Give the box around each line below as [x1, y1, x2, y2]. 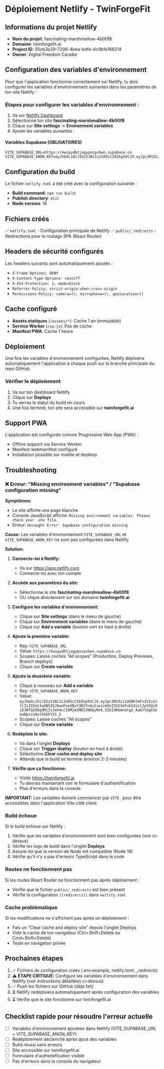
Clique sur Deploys [12, 394, 51, 400]
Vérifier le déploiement [5, 378, 61, 385]
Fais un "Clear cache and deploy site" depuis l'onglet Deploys [12, 925, 137, 930]
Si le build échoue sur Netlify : [5, 823, 66, 829]
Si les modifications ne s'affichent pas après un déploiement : [5, 915, 129, 921]
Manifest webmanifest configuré [12, 446, 78, 452]
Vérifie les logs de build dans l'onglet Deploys [12, 843, 105, 849]
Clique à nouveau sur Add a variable [19, 683, 94, 689]
